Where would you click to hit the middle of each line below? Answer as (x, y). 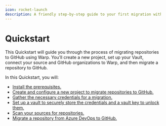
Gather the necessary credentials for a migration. (62, 97)
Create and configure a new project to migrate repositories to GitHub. (83, 92)
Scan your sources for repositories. (48, 113)
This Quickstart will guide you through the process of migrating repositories (82, 52)
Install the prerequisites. (37, 87)
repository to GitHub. (26, 68)
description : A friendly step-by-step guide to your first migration (78, 14)
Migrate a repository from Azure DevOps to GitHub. (64, 118)
